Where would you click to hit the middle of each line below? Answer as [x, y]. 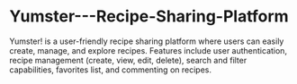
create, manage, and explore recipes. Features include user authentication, [148, 50]
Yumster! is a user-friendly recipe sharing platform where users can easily [147, 41]
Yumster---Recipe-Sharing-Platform [149, 17]
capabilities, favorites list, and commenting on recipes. [110, 70]
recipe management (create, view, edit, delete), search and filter [128, 60]
